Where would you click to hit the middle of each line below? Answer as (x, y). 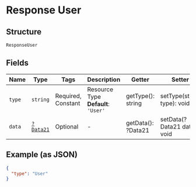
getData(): (140, 123)
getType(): (140, 96)
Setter (180, 79)
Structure (24, 32)
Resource (100, 89)
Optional (67, 126)
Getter (140, 79)
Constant (68, 103)
